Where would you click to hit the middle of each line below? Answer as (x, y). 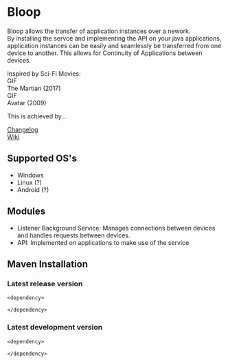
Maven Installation (47, 264)
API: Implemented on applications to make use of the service (103, 242)
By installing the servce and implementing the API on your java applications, (114, 38)
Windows (30, 175)
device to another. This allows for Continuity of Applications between (105, 53)
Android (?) (33, 189)
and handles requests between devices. (73, 235)
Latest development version (55, 328)
